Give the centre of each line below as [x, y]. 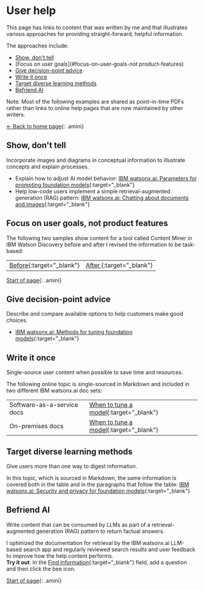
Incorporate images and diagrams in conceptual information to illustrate [96, 160]
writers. [16, 114]
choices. [17, 321]
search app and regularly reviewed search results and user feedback [109, 549]
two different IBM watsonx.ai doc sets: [54, 390]
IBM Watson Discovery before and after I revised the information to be [94, 245]
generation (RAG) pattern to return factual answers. [100, 531]
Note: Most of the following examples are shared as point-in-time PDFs [95, 102]
